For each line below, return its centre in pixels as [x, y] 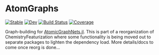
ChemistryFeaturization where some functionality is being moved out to [78, 37]
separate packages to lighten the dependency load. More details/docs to [79, 42]
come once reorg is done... [33, 47]
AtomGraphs [32, 9]
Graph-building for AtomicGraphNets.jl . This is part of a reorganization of [80, 31]
